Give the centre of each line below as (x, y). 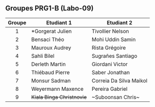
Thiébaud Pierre (50, 72)
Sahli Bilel (43, 56)
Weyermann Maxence (58, 89)
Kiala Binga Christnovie (59, 97)
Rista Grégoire (109, 48)
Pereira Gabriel (109, 89)
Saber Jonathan (111, 72)
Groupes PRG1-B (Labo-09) (49, 8)
